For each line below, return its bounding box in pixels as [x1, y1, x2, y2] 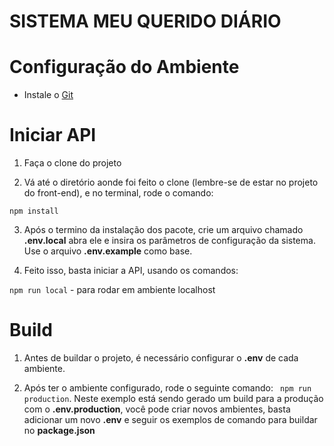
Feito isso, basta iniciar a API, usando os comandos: [23, 265, 239, 277]
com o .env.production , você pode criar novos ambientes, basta [23, 403, 291, 415]
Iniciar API [9, 124, 97, 147]
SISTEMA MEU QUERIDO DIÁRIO [9, 10, 282, 33]
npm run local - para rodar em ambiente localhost [9, 284, 216, 296]
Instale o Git [23, 89, 74, 101]
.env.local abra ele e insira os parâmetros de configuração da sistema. [23, 235, 316, 247]
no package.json [23, 425, 96, 436]
